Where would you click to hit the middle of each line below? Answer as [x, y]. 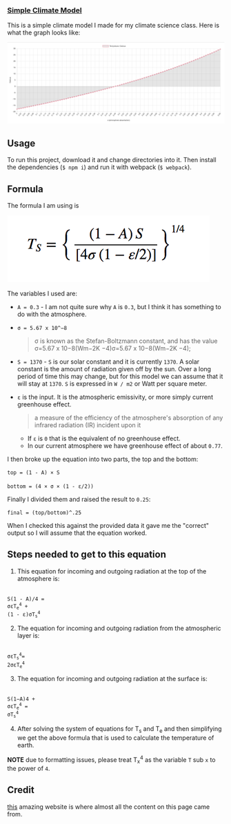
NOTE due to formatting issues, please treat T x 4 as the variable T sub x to [111, 760]
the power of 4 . [29, 769]
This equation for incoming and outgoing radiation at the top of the [112, 571]
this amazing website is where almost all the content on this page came [109, 807]
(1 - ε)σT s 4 [24, 615]
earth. [26, 745]
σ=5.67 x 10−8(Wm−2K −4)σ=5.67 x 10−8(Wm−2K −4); [112, 348]
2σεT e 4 [16, 665]
